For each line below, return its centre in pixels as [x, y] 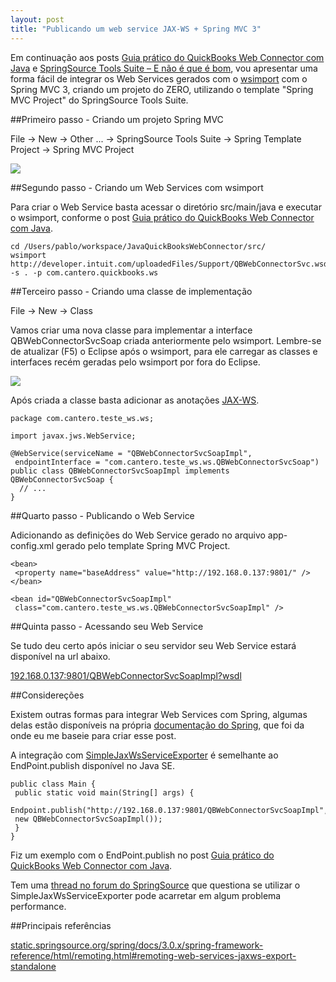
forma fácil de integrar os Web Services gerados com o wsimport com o [159, 78]
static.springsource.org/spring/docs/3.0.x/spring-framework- [137, 945]
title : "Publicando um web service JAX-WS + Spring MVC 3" [136, 29]
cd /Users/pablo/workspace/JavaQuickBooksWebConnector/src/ [138, 246]
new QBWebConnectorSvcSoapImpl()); [88, 819]
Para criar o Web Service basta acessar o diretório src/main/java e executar [166, 207]
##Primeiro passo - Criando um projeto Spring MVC [117, 119]
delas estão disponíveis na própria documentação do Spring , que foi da [157, 725]
